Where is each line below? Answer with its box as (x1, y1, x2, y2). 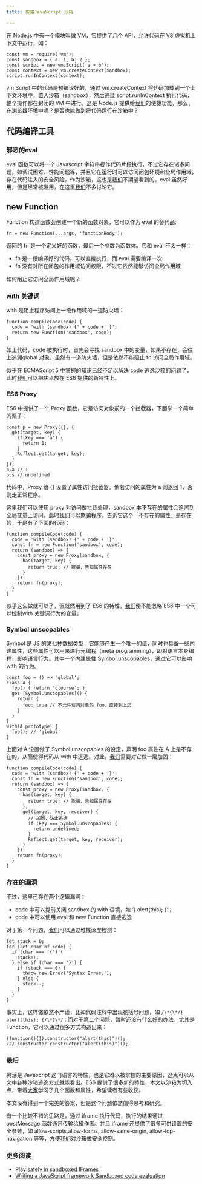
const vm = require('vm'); (6, 51, 74, 58)
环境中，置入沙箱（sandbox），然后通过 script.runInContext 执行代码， (16, 92, 193, 99)
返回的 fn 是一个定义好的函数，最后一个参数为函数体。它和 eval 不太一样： (6, 242, 192, 249)
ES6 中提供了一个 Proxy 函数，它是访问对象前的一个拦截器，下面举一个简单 (6, 404, 194, 411)
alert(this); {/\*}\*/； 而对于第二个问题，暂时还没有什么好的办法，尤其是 (6, 1016, 195, 1023)
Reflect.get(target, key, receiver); (28, 837, 123, 843)
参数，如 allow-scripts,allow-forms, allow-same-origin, (11, 1127, 148, 1135)
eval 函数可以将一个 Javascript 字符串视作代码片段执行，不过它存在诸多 (6, 161, 185, 168)
